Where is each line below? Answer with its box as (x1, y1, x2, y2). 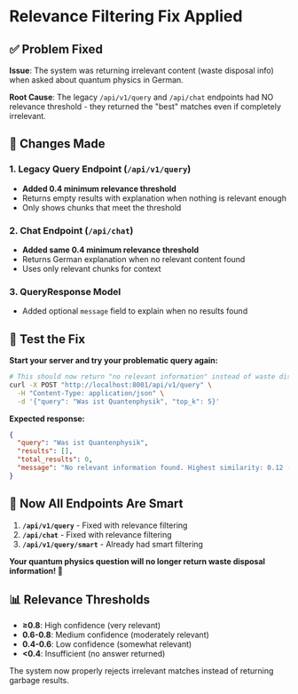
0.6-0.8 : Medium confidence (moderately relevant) (21, 629, 210, 641)
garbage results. (9, 675, 69, 686)
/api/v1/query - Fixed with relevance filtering (21, 520, 188, 530)
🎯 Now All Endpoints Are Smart (9, 496, 184, 512)
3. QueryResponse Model (9, 285, 122, 298)
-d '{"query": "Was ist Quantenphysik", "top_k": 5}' (17, 397, 220, 406)
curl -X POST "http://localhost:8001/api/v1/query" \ (9, 380, 213, 389)
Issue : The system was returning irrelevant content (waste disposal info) (9, 65, 275, 76)
